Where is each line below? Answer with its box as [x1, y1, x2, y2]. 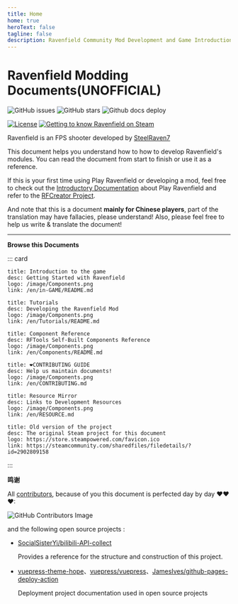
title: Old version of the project [7, 424, 113, 431]
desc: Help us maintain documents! [7, 367, 113, 375]
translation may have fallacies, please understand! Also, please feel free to [7, 212, 225, 221]
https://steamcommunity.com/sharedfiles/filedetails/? [25, 442, 192, 450]
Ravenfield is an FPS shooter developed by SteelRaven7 [7, 134, 171, 142]
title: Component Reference [7, 330, 91, 338]
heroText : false [7, 23, 55, 31]
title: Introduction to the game [7, 268, 106, 276]
